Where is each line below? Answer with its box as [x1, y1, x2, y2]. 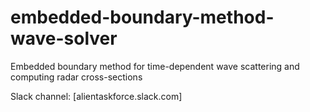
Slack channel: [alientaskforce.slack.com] [10, 90, 183, 102]
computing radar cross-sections [10, 71, 143, 83]
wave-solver [10, 27, 118, 50]
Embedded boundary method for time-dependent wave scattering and [10, 60, 300, 72]
